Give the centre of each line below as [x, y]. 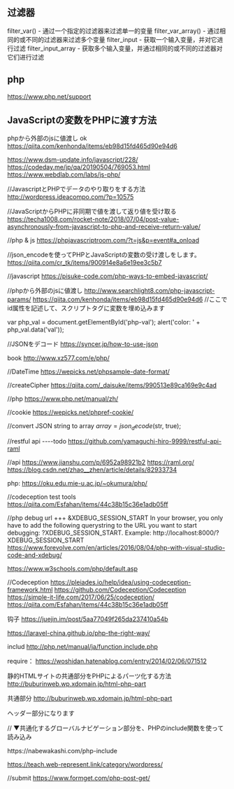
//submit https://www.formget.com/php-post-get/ [79, 778]
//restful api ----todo [37, 441]
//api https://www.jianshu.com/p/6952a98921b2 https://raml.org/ [101, 462]
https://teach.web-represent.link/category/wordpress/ [85, 764]
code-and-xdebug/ [35, 555]
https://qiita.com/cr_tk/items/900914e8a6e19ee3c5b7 [85, 263]
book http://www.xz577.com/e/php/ [58, 358]
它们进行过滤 [25, 57]
